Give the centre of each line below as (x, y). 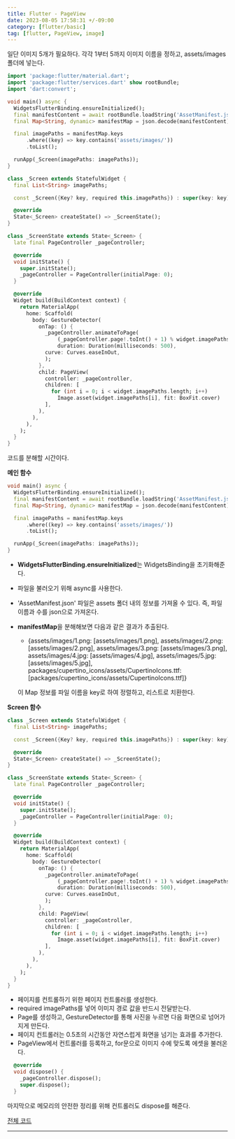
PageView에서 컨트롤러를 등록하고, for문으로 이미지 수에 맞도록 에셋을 (113, 1043)
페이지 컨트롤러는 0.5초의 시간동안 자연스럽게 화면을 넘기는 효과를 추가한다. (120, 1035)
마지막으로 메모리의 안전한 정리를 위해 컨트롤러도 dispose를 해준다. (99, 1105)
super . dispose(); (45, 1085)
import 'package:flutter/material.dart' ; (69, 76)
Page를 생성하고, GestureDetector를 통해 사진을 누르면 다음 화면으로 (112, 1017)
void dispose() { (39, 1072)
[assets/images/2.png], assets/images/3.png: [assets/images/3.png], (127, 648)
